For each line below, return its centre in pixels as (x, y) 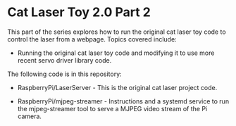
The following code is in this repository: (64, 74)
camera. (30, 116)
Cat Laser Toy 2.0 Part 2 (79, 12)
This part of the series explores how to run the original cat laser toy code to (117, 32)
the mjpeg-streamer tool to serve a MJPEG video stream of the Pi (112, 108)
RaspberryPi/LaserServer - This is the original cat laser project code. (117, 87)
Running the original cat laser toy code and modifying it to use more (116, 53)
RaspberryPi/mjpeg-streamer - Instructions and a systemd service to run (123, 101)
